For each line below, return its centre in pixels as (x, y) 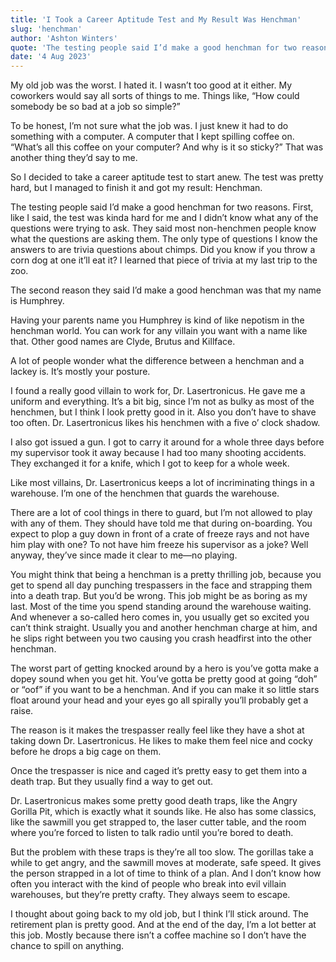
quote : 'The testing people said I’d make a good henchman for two (154, 47)
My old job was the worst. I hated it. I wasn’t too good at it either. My (151, 85)
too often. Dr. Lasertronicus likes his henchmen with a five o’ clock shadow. (165, 423)
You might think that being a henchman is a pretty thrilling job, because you (166, 575)
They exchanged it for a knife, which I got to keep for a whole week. (150, 463)
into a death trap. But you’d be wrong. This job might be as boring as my (159, 596)
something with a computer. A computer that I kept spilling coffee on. (152, 137)
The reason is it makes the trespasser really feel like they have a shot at (157, 730)
